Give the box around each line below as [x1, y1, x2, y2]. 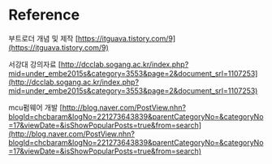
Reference [8, 6, 80, 24]
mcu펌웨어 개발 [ [8, 102, 63, 112]
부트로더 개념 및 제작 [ [8, 33, 79, 43]
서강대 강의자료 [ [8, 59, 62, 69]
